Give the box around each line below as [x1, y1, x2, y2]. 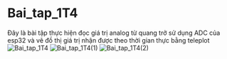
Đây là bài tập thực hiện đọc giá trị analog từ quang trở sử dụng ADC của [7, 28, 221, 37]
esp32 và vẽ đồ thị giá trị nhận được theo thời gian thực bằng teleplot [7, 36, 210, 44]
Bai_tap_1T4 [7, 5, 78, 21]
